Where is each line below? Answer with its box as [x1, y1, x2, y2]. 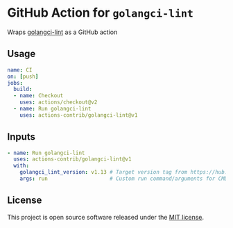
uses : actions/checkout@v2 [19, 99, 98, 106]
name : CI [7, 66, 33, 74]
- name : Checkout [13, 92, 64, 99]
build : [13, 85, 33, 93]
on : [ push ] [7, 73, 39, 80]
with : [13, 162, 30, 170]
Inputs [7, 131, 36, 143]
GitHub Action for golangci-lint [7, 5, 194, 21]
